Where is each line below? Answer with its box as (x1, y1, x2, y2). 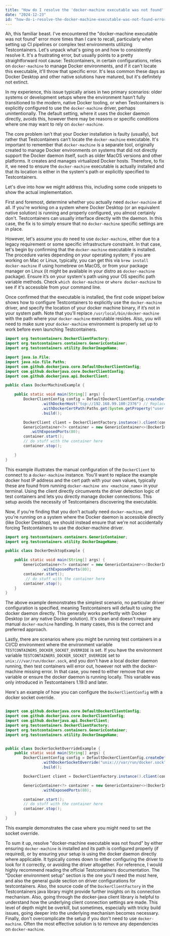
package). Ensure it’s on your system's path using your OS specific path (5, 274, 156, 280)
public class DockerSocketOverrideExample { (5, 746, 101, 751)
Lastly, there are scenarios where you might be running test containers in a (5, 636, 161, 642)
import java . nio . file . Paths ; (5, 359, 67, 365)
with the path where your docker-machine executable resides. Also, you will (5, 316, 161, 322)
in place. (5, 226, 23, 232)
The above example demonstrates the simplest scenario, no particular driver (5, 600, 164, 606)
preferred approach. (5, 627, 48, 633)
